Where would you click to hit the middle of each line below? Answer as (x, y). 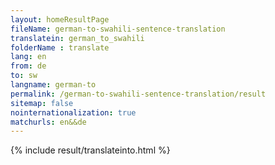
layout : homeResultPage (60, 19)
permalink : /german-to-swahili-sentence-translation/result (138, 94)
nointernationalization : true (73, 112)
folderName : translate (60, 47)
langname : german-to (53, 85)
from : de (28, 66)
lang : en (28, 57)
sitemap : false (42, 103)
